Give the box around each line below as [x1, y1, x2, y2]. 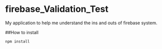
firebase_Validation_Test [5, 3, 108, 15]
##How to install [5, 29, 39, 35]
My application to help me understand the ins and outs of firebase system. [5, 20, 158, 26]
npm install [5, 39, 30, 44]
